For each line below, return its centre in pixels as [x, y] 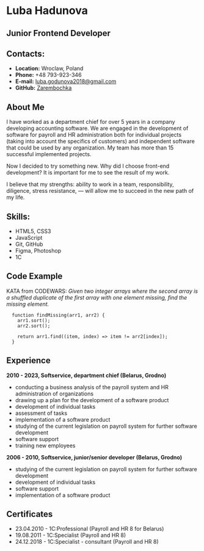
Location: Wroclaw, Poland [49, 68]
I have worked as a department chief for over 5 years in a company [91, 122]
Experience [28, 361]
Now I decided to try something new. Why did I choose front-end [88, 166]
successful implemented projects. [49, 154]
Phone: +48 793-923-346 [48, 75]
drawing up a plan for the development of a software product [92, 400]
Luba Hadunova [47, 11]
